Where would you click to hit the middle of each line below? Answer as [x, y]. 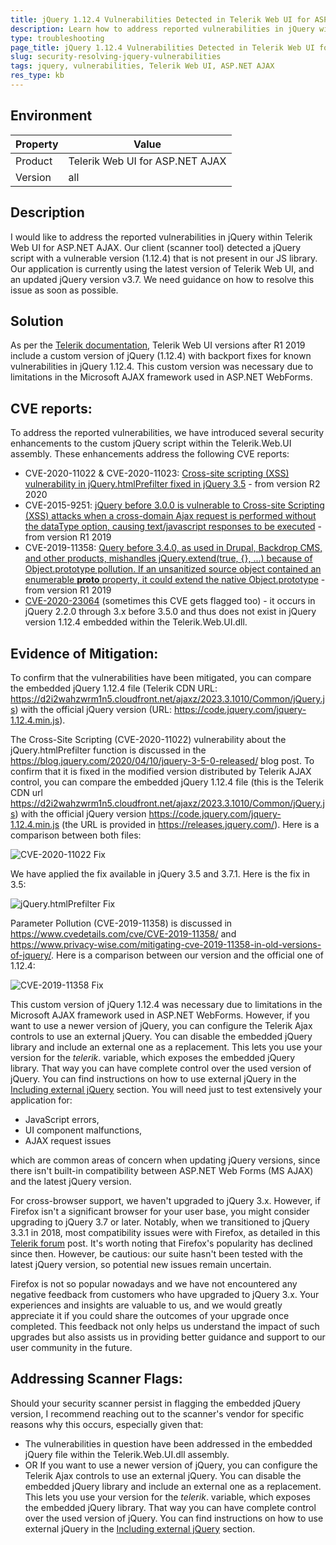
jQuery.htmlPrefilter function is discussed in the [108, 750]
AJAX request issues [68, 1140]
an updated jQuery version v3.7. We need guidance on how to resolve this [162, 279]
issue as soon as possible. [64, 290]
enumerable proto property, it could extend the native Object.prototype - [175, 580]
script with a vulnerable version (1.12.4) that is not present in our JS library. [164, 258]
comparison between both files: [76, 835]
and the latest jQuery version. [71, 1181]
